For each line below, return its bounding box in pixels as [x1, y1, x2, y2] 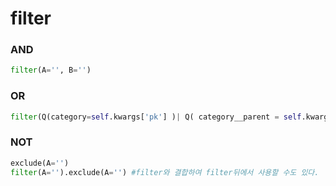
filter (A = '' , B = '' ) [10, 65, 92, 76]
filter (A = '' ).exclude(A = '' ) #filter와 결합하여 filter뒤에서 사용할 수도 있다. [10, 167, 320, 177]
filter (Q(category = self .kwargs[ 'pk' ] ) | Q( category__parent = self [10, 112, 302, 122]
